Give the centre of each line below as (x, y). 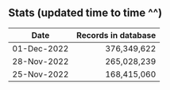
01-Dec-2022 (41, 48)
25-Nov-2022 (41, 74)
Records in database (116, 35)
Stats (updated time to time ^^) (85, 13)
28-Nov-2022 (41, 61)
